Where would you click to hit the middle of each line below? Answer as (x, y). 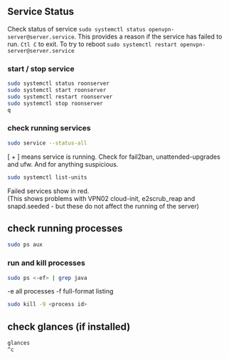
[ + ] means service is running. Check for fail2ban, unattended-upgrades (114, 157)
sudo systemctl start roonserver (57, 90)
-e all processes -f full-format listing (60, 291)
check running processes (65, 228)
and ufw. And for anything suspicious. (63, 164)
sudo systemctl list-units (47, 177)
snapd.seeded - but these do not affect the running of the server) (103, 206)
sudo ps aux (25, 245)
